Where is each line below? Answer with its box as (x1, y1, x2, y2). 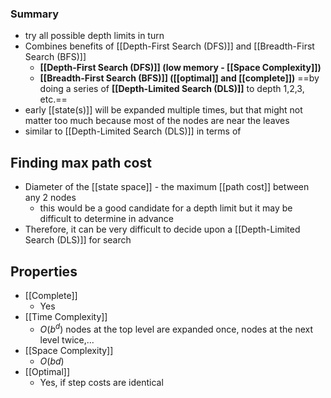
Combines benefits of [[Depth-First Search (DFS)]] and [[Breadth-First (24, 40, 315, 52)
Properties (10, 263, 78, 280)
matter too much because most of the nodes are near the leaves (24, 115, 290, 127)
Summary (10, 7, 60, 21)
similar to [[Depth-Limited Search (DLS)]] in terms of (24, 125, 242, 137)
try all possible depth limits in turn (24, 30, 165, 42)
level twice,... (39, 333, 95, 346)
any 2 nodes (24, 192, 77, 204)
